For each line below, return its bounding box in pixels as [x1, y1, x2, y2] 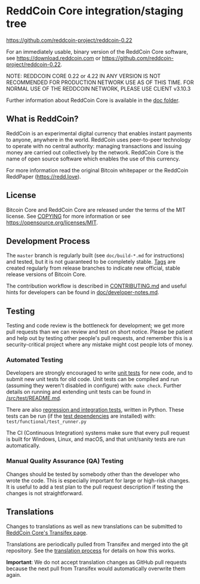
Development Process [6, 236, 91, 246]
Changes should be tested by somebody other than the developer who [6, 470, 180, 478]
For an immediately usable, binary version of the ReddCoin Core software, [6, 48, 188, 55]
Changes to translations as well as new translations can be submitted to [6, 523, 183, 530]
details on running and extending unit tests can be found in [6, 388, 151, 395]
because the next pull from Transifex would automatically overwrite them [6, 565, 186, 572]
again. [6, 571, 22, 578]
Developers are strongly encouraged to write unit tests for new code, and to [6, 369, 193, 376]
